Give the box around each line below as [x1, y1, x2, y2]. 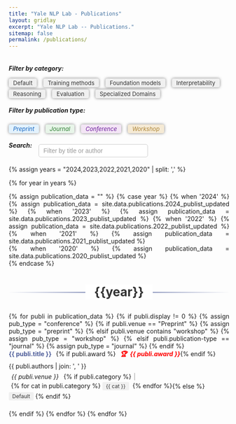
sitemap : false [8, 29, 53, 37]
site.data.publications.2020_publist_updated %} [8, 251, 147, 260]
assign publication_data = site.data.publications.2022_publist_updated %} [8, 222, 230, 230]
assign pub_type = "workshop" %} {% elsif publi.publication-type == [8, 334, 230, 343]
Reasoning [13, 90, 42, 98]
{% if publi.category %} [63, 372, 132, 381]
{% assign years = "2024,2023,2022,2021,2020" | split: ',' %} [8, 165, 186, 174]
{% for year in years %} [8, 178, 77, 187]
